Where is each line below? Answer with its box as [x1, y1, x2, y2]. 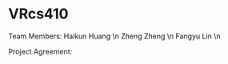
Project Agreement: [8, 46, 73, 56]
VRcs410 [8, 5, 69, 23]
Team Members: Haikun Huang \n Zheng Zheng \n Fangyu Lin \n [8, 31, 222, 41]
